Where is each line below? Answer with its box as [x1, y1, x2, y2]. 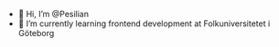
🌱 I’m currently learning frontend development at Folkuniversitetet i [17, 18, 271, 29]
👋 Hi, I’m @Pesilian [17, 9, 90, 19]
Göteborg [17, 28, 55, 38]
